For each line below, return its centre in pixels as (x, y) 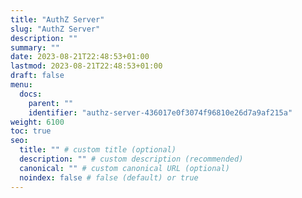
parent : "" (51, 103)
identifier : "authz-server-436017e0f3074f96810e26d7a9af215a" (160, 112)
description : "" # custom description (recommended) (131, 159)
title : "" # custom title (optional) (98, 150)
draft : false (37, 76)
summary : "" (35, 47)
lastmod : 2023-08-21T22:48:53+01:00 (86, 66)
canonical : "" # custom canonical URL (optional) (124, 168)
